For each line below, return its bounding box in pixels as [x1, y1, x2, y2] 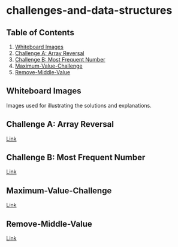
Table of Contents [6, 28, 75, 38]
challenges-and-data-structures [6, 4, 173, 17]
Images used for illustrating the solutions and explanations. [6, 102, 152, 109]
